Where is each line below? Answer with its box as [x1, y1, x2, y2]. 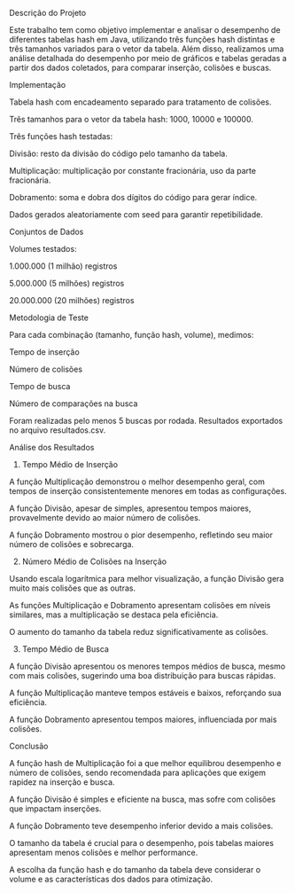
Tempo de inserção [9, 347, 80, 357]
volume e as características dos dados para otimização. [9, 873, 213, 884]
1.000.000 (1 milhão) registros [9, 261, 118, 271]
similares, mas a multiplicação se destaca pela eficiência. [9, 609, 219, 620]
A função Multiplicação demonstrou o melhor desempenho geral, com [9, 476, 266, 487]
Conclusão [9, 740, 49, 751]
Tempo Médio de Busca [21, 644, 109, 654]
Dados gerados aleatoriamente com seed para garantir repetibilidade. [9, 209, 263, 220]
